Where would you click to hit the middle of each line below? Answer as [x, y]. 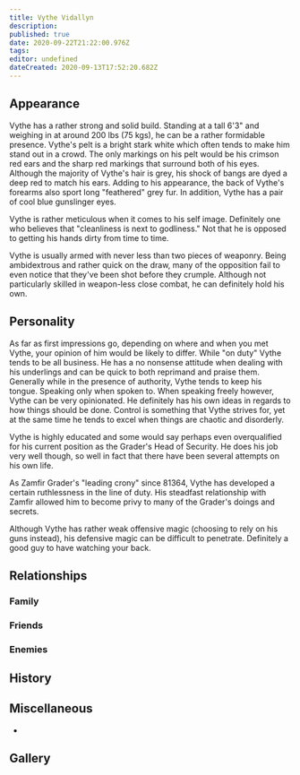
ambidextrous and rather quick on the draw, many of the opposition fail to [145, 264]
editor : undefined [43, 59]
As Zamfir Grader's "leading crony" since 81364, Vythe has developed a [142, 482]
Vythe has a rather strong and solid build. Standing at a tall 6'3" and [134, 125]
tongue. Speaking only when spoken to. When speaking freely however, [142, 391]
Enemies [29, 649]
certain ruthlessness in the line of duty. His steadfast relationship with [138, 492]
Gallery [30, 758]
